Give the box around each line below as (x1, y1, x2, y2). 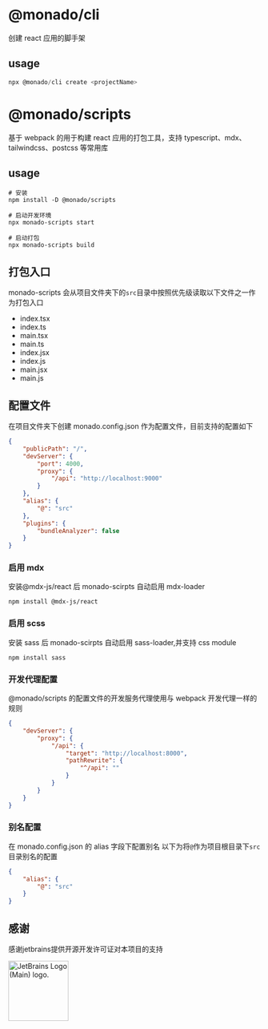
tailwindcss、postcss (8, 143, 78, 152)
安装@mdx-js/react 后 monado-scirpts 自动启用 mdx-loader (8, 582, 206, 591)
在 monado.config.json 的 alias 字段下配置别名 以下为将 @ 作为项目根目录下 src (8, 841, 261, 851)
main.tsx (19, 331, 49, 341)
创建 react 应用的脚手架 (8, 33, 86, 42)
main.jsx (19, 365, 48, 374)
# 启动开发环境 (8, 212, 52, 220)
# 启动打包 (8, 234, 40, 242)
